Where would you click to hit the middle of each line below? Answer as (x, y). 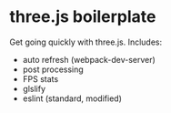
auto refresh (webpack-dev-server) (89, 59)
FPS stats (40, 78)
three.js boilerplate (83, 17)
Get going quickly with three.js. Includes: (85, 42)
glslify (34, 88)
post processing (53, 69)
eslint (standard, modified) (72, 98)
